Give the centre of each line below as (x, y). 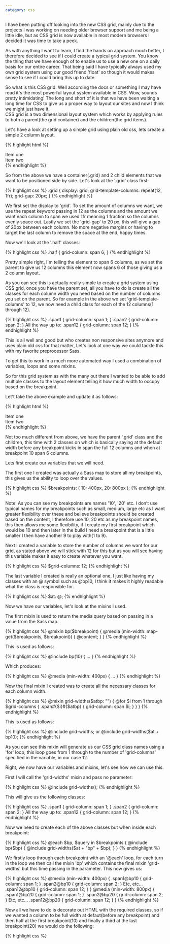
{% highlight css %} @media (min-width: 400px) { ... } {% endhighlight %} (83, 676)
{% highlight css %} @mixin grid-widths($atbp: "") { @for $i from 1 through (84, 701)
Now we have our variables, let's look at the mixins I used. (66, 606)
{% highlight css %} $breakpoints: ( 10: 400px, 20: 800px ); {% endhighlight (85, 488)
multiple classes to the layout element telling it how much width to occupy (82, 381)
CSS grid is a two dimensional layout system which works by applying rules (84, 114)
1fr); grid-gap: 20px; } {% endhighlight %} (49, 195)
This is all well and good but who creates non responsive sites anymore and (84, 340)
